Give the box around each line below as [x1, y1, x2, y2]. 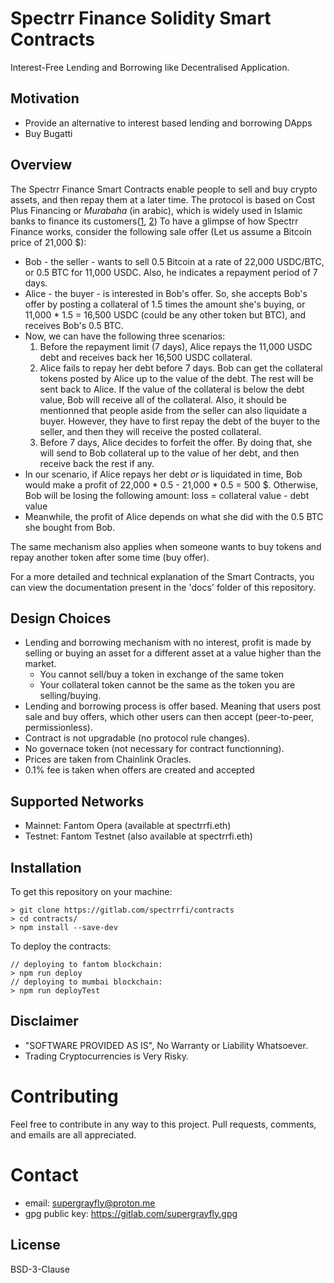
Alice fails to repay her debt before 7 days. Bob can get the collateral [39, 362, 323, 374]
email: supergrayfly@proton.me [24, 1197, 156, 1209]
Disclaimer [10, 1013, 79, 1030]
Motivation [10, 90, 80, 107]
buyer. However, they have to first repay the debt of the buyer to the [39, 415, 321, 427]
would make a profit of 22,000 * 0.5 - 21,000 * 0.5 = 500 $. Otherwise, [24, 478, 319, 491]
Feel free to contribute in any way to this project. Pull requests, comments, [10, 1118, 317, 1130]
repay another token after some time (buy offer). [10, 551, 210, 563]
